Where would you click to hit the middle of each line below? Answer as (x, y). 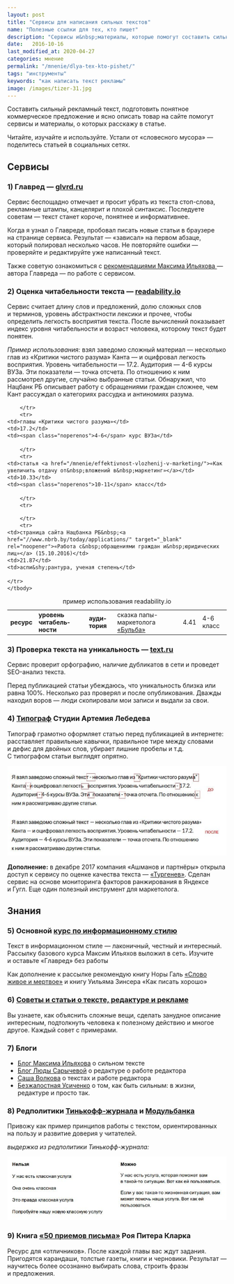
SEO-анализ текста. (37, 672)
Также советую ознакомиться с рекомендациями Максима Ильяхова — (115, 266)
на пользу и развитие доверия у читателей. (72, 1133)
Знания (24, 911)
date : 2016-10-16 (36, 44)
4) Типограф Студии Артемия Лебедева (79, 719)
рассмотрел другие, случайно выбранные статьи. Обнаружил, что (107, 380)
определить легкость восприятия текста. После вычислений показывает (116, 322)
